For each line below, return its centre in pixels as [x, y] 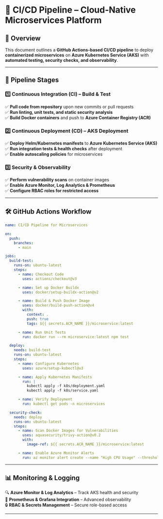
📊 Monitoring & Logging [42, 478]
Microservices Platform [53, 20]
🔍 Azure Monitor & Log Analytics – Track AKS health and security [72, 492]
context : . [38, 315]
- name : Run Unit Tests [42, 332]
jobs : [10, 256]
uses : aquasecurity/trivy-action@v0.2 [62, 435]
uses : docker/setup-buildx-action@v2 [60, 292]
